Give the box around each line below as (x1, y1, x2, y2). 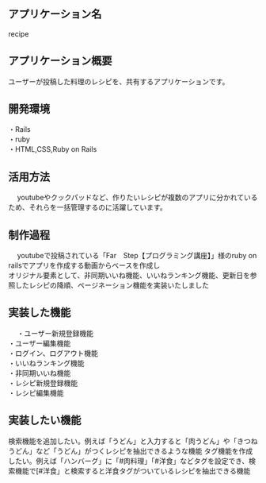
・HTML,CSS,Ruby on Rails (8, 145, 97, 154)
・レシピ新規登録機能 (8, 378, 78, 388)
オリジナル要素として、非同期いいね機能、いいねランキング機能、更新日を (8, 271, 251, 280)
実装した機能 (8, 306, 71, 319)
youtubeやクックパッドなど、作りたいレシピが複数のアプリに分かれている (17, 193, 258, 203)
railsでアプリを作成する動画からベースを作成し (8, 261, 161, 270)
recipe (8, 29, 29, 38)
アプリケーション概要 (8, 54, 112, 68)
